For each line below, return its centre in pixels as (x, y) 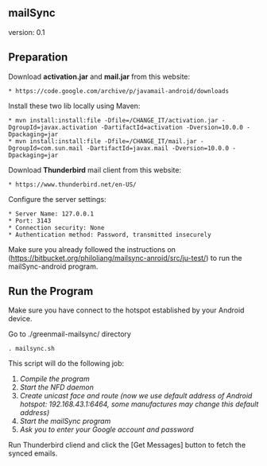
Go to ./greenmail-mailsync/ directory (70, 334)
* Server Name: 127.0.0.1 (51, 214)
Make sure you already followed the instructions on (92, 249)
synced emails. (33, 453)
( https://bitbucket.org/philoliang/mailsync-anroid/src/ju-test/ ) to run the (125, 258)
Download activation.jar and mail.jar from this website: (99, 76)
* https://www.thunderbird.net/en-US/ (72, 184)
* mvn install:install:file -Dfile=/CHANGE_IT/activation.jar (113, 120)
